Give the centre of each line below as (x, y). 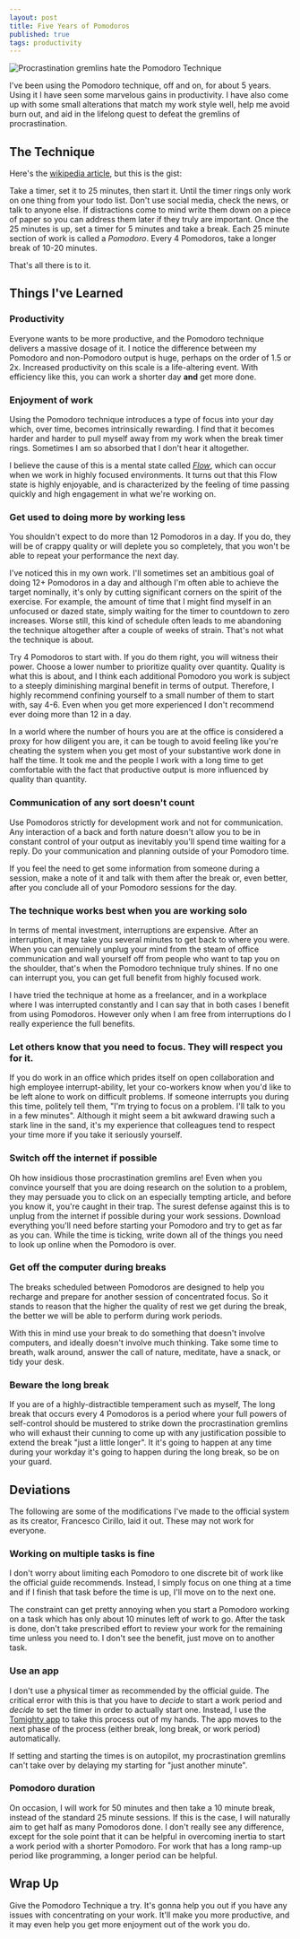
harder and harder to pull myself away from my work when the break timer (146, 439)
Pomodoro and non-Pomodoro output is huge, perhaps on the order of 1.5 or (150, 357)
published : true (39, 34)
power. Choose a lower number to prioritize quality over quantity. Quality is (147, 667)
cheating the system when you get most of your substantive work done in (145, 751)
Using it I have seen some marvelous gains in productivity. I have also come (149, 95)
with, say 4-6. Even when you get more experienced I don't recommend (142, 705)
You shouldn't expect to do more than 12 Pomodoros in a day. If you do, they (150, 537)
